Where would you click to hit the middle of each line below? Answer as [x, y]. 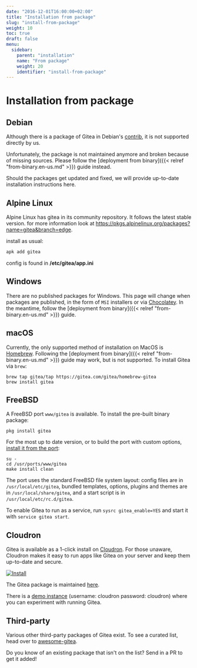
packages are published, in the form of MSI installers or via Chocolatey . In [95, 302]
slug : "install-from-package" [43, 22]
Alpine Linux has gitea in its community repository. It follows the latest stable [99, 217]
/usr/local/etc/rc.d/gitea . [40, 499]
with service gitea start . [38, 517]
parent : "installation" [46, 55]
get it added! [21, 659]
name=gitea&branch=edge [39, 230]
